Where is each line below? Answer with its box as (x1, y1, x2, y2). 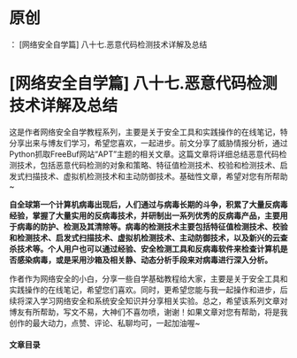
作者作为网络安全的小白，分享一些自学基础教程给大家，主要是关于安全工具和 (9, 273, 288, 284)
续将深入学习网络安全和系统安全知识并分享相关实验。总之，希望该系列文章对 (9, 295, 288, 306)
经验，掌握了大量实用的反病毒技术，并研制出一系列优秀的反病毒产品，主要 (9, 210, 280, 221)
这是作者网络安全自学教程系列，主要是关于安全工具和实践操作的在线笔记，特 (9, 126, 288, 137)
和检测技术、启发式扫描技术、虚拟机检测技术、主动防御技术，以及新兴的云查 (9, 232, 288, 243)
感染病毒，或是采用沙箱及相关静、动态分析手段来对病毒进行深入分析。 (16, 254, 272, 265)
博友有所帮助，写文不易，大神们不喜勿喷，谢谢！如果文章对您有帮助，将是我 (9, 307, 288, 317)
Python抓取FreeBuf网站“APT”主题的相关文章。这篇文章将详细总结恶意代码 (9, 148, 280, 160)
